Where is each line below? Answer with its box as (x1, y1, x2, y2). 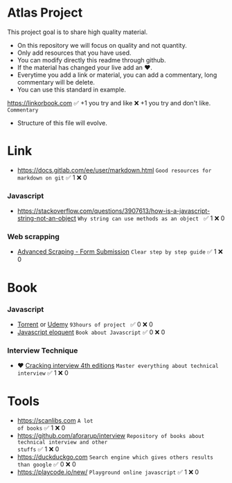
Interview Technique (7, 345, 78, 355)
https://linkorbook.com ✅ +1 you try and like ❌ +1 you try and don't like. (7, 98, 211, 107)
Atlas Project (7, 5, 83, 21)
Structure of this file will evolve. (17, 118, 107, 127)
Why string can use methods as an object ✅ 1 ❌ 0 (77, 214, 225, 222)
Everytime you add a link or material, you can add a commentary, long (17, 71, 217, 79)
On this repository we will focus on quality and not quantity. (17, 41, 187, 49)
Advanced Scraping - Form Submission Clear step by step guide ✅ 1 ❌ (17, 247, 223, 256)
